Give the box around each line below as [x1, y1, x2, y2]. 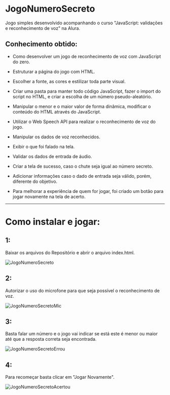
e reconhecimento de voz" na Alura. [5, 25, 80, 31]
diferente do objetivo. [12, 178, 58, 184]
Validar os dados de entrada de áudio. [12, 153, 92, 160]
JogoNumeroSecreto [5, 3, 95, 15]
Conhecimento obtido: [5, 40, 77, 49]
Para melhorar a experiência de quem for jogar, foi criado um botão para [12, 188, 163, 194]
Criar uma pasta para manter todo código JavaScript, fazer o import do [12, 88, 161, 94]
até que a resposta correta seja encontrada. [5, 336, 97, 342]
